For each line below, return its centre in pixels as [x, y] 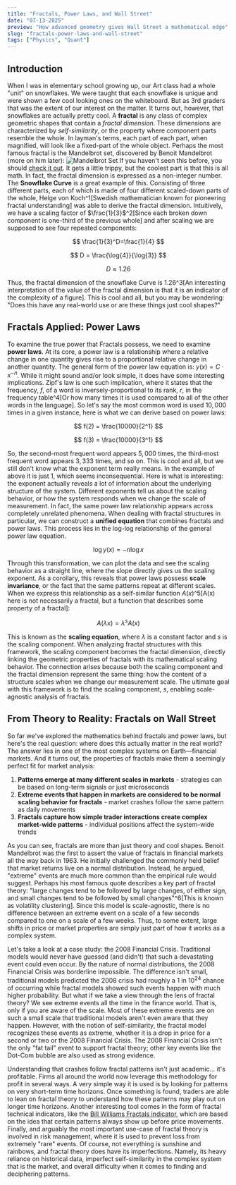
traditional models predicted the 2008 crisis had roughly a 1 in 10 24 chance [116, 979]
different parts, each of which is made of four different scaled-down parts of [118, 190]
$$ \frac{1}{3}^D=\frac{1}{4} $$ [118, 241]
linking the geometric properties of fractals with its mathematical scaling [112, 659]
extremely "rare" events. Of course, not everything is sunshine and [104, 1143]
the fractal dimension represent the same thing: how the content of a [107, 675]
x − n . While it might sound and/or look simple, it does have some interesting [116, 374]
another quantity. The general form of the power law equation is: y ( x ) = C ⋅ [116, 367]
